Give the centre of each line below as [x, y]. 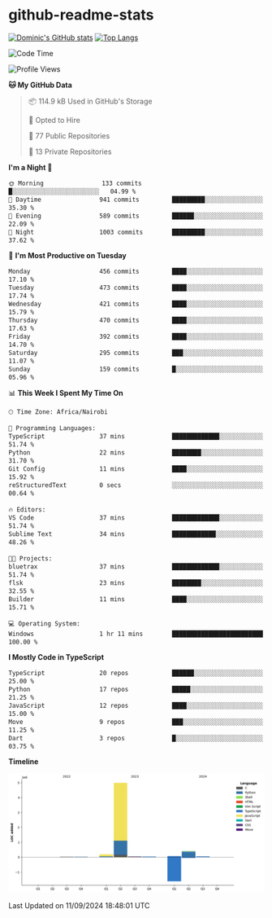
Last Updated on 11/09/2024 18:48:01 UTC [79, 906]
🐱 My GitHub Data [41, 85]
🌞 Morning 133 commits [75, 183]
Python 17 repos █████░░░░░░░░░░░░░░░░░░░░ [136, 689]
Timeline [24, 761]
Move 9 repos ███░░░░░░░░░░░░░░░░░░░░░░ [136, 722]
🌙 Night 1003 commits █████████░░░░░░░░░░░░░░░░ [136, 232]
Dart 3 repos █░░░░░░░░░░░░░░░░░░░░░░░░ [136, 738]
